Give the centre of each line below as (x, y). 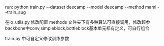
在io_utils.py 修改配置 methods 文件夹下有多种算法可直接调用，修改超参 (78, 22)
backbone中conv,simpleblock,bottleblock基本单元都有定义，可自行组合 (77, 28)
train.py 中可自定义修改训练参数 (37, 38)
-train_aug (16, 12)
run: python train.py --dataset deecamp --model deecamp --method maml (81, 7)
